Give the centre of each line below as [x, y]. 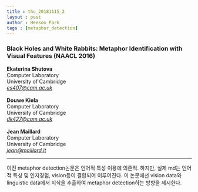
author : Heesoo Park [33, 22]
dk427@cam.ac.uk [30, 119]
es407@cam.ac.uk [29, 87]
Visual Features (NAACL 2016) [51, 56]
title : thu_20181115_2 [36, 11]
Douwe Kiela [23, 100]
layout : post [24, 17]
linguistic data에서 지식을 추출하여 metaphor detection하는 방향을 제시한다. [94, 183]
